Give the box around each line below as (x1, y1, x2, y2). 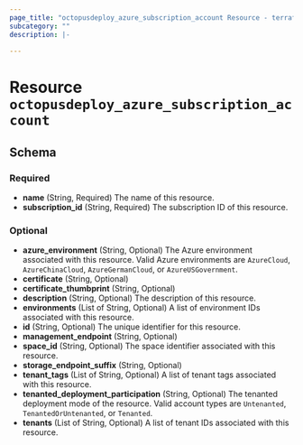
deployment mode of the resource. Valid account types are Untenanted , (22, 398, 287, 409)
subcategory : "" (9, 22, 70, 31)
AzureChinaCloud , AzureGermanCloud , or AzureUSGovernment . (22, 264, 239, 275)
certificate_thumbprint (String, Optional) (22, 283, 176, 294)
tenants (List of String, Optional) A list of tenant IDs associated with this (22, 417, 289, 429)
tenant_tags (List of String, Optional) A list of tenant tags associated (22, 369, 277, 380)
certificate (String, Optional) (22, 273, 129, 284)
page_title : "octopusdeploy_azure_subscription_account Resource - (9, 13, 269, 23)
